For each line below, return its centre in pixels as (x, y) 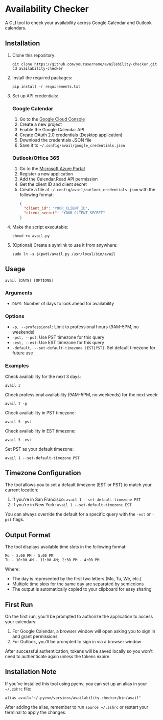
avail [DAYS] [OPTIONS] (29, 280)
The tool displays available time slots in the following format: (66, 547)
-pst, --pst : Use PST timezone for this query (58, 337)
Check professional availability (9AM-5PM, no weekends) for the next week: (82, 395)
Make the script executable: (40, 227)
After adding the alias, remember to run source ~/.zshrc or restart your (77, 707)
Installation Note (31, 672)
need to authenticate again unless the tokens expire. (58, 656)
